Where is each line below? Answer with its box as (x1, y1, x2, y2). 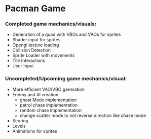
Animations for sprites (12, 128, 58, 134)
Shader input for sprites (12, 37, 61, 43)
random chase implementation (19, 107, 82, 113)
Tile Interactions (12, 57, 45, 64)
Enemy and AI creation (12, 91, 59, 97)
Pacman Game (5, 3, 66, 14)
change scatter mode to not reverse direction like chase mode (19, 112, 147, 118)
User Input (12, 63, 34, 69)
